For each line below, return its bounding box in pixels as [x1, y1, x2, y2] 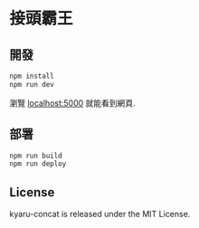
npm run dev [9, 80, 54, 89]
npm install [9, 71, 54, 81]
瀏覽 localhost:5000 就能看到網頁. [9, 97, 136, 109]
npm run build [9, 151, 63, 160]
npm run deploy [9, 159, 67, 168]
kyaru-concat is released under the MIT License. [9, 209, 191, 220]
